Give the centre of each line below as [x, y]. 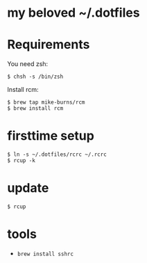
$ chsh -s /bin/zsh [35, 77]
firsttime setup [51, 136]
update [28, 188]
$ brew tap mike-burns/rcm [46, 102]
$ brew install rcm [35, 109]
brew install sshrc [45, 254]
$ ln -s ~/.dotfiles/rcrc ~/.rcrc [57, 154]
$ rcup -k [21, 161]
